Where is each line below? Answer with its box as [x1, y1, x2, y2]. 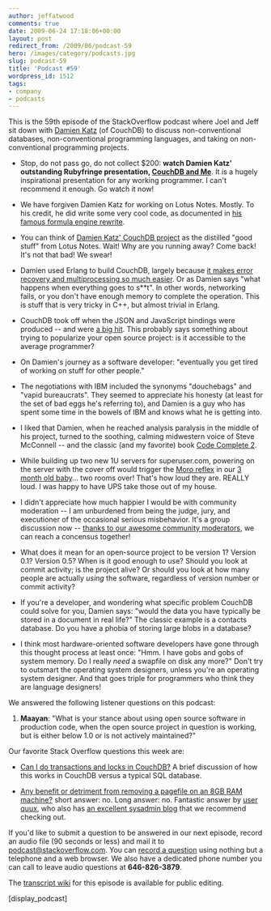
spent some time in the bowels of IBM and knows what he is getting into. [19, 407, 262, 417]
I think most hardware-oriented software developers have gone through [19, 639, 260, 649]
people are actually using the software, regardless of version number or [19, 573, 260, 583]
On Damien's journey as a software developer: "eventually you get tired [19, 357, 259, 367]
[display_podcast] [8, 894, 68, 904]
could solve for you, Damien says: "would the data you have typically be [19, 607, 261, 616]
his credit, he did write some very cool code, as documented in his [19, 208, 243, 219]
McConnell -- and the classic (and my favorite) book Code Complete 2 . [19, 441, 257, 450]
